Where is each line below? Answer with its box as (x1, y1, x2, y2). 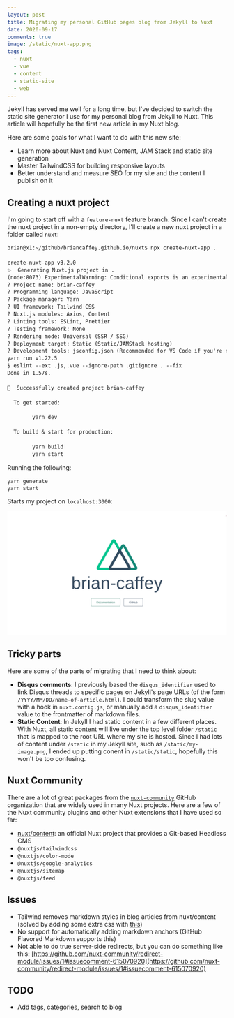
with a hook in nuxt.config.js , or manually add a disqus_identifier (17, 702, 212, 711)
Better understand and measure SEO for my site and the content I (17, 169, 205, 177)
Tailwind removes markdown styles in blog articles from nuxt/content (17, 912, 216, 921)
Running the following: (7, 463, 72, 471)
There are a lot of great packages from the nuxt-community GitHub (7, 793, 196, 802)
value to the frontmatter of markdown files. (17, 709, 141, 718)
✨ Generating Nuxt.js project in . (7, 266, 115, 274)
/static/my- (164, 741, 199, 748)
